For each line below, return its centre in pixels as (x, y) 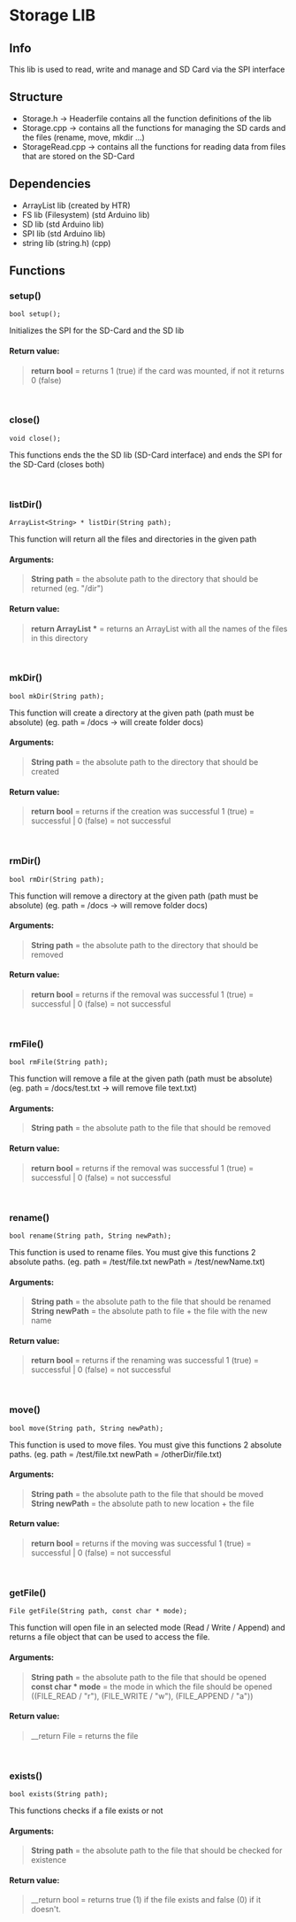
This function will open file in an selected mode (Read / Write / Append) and (147, 1628)
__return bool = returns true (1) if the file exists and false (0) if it (146, 1900)
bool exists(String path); (59, 1795)
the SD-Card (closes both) (57, 464)
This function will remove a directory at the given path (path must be (134, 896)
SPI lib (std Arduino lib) (64, 233)
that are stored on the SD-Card (78, 156)
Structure (36, 97)
